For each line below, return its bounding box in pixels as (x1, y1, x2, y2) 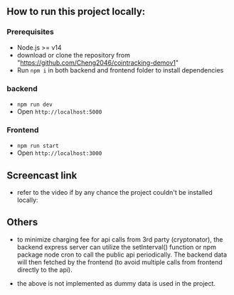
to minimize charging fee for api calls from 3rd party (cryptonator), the (16, 235, 223, 244)
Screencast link (6, 169, 78, 181)
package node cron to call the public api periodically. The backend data (16, 250, 228, 259)
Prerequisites (6, 27, 54, 37)
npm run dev (16, 101, 53, 108)
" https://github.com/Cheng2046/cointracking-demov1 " (16, 58, 179, 67)
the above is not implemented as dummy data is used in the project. (16, 279, 216, 287)
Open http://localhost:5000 (16, 107, 102, 116)
